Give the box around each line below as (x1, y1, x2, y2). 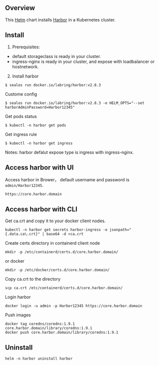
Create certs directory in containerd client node (5, 240, 100, 246)
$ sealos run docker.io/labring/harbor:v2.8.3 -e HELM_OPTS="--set (5, 100, 145, 105)
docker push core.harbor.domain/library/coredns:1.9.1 (5, 330, 119, 335)
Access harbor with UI (5, 163, 74, 172)
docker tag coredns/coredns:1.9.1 (5, 322, 75, 327)
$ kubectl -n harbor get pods (5, 123, 67, 128)
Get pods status (5, 113, 37, 119)
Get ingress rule (5, 131, 37, 137)
